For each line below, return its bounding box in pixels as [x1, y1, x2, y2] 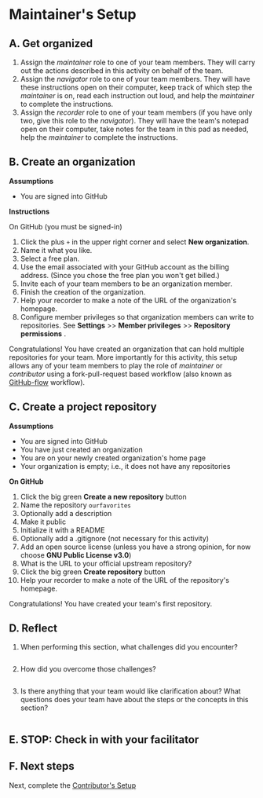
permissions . [20, 328, 66, 339]
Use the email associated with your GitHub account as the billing [20, 262, 230, 272]
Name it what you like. [20, 245, 93, 254]
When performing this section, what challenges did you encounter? [20, 642, 238, 652]
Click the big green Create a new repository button [20, 492, 187, 501]
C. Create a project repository [9, 401, 157, 414]
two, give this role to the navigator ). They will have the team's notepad [20, 116, 250, 125]
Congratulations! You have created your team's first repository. [9, 598, 213, 608]
